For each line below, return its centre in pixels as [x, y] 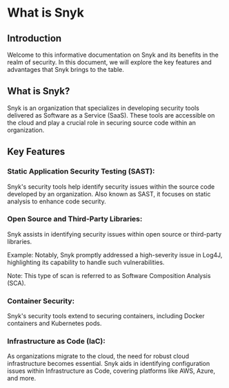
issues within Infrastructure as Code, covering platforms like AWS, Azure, [111, 371]
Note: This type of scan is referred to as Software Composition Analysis [109, 275]
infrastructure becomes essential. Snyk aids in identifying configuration [109, 364]
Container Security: [41, 301]
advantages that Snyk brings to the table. [66, 70]
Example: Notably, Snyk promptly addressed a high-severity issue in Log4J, [115, 255]
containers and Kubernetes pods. [54, 324]
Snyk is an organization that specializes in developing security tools [103, 108]
